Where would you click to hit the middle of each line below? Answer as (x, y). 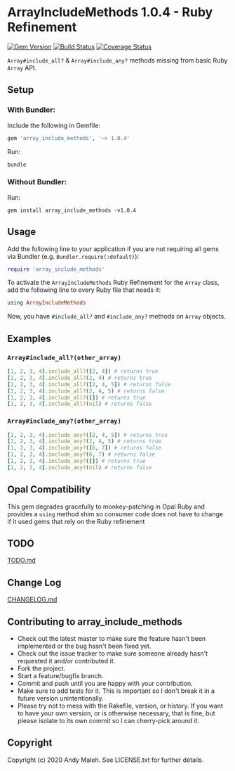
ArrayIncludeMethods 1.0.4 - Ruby (110, 12)
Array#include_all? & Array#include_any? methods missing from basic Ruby (117, 60)
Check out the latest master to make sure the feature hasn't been (112, 639)
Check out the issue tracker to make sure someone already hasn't (113, 654)
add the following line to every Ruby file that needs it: (84, 290)
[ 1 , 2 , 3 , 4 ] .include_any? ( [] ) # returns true (76, 461)
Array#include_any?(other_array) (64, 421)
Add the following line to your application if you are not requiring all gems (113, 249)
